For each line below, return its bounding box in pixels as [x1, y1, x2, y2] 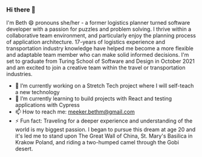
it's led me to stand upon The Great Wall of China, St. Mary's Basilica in [15, 132, 193, 139]
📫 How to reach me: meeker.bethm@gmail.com [15, 108, 135, 115]
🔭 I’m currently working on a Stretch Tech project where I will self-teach [15, 82, 194, 89]
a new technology [15, 89, 60, 96]
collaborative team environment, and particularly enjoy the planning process [6, 32, 197, 39]
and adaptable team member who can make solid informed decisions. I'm [6, 51, 189, 59]
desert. [15, 145, 33, 153]
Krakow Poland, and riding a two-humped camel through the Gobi [15, 139, 180, 146]
